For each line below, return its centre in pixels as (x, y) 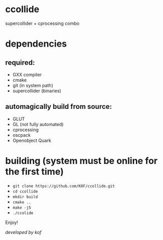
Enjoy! (12, 222)
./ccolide (23, 213)
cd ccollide (25, 191)
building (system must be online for (81, 161)
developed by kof (24, 232)
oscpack (22, 135)
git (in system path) (33, 85)
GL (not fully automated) (38, 124)
